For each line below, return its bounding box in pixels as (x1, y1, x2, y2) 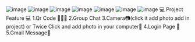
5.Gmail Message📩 (6, 29, 51, 36)
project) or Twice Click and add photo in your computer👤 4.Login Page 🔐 (6, 23, 180, 30)
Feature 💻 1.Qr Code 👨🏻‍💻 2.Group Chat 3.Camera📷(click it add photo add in (6, 15, 190, 22)
